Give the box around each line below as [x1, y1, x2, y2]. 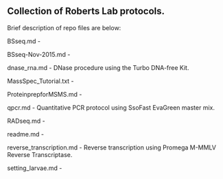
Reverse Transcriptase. [7, 150, 73, 158]
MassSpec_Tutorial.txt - [7, 77, 74, 85]
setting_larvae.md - [7, 164, 62, 172]
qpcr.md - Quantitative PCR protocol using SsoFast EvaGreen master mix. [7, 103, 215, 112]
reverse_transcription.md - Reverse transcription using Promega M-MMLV [7, 143, 217, 152]
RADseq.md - [7, 117, 46, 125]
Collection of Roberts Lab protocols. [7, 5, 165, 17]
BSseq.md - [7, 37, 41, 45]
